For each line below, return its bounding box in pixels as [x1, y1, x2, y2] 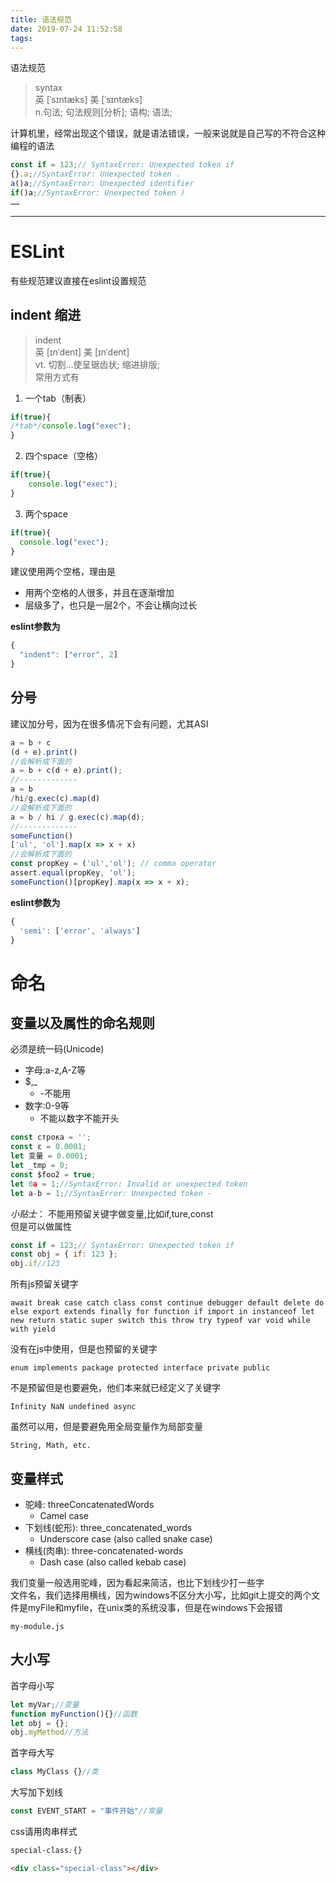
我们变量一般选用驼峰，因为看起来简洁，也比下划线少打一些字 [10, 1577, 265, 1588]
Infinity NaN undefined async [10, 1402, 137, 1412]
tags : [10, 33, 33, 43]
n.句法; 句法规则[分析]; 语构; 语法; [34, 106, 173, 118]
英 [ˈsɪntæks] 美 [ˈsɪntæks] [34, 94, 143, 106]
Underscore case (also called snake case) [39, 1533, 213, 1545]
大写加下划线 [10, 1786, 63, 1798]
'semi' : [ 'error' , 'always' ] [19, 926, 141, 936]
